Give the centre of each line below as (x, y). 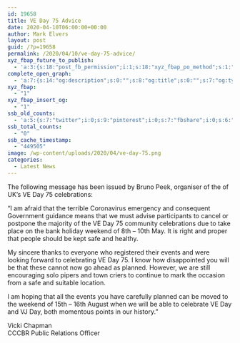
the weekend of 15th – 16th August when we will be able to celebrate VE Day (120, 304)
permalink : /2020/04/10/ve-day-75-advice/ (71, 54)
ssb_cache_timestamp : (40, 140)
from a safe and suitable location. (56, 282)
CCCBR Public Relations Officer (54, 333)
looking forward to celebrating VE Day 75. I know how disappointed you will (119, 260)
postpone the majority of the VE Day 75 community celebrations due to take (119, 223)
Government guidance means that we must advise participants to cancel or (118, 215)
